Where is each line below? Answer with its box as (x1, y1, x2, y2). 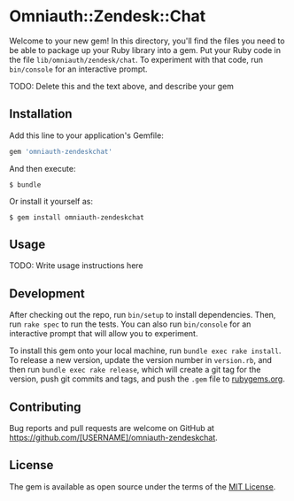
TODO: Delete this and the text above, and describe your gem (9, 81, 235, 91)
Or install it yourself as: (9, 196, 93, 206)
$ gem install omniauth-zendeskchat (9, 212, 144, 222)
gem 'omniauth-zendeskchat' (9, 147, 113, 156)
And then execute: (9, 163, 76, 173)
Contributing (9, 399, 81, 414)
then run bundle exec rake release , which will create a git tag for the (9, 365, 261, 375)
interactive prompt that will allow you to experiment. (9, 328, 198, 339)
